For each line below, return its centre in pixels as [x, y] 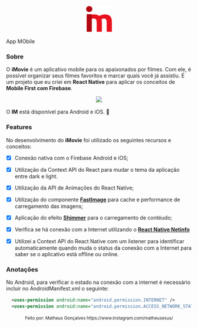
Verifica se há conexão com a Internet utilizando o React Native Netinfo [102, 229]
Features [19, 127]
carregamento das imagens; [49, 206]
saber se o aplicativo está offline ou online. [67, 254]
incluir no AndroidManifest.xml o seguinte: [57, 289]
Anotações [22, 269]
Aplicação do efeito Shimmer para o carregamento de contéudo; [93, 217]
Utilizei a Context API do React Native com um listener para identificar [99, 241]
